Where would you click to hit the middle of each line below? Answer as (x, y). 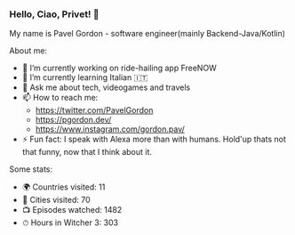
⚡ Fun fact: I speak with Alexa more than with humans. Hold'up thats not (154, 139)
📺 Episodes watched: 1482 (72, 210)
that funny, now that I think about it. (87, 152)
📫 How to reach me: (60, 98)
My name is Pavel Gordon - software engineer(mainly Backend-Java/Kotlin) (147, 34)
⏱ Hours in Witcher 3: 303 (70, 223)
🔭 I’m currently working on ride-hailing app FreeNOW (120, 68)
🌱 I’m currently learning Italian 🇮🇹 (85, 77)
